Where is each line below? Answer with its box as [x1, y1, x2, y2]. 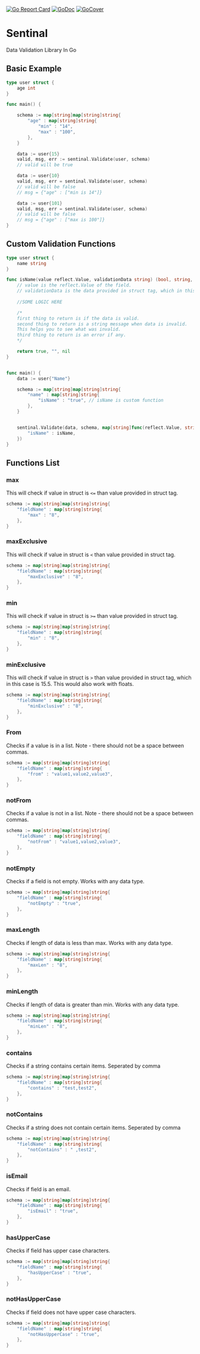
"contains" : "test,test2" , [27, 1085, 97, 1091]
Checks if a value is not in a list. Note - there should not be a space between [6, 810, 193, 817]
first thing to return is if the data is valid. [17, 315, 140, 321]
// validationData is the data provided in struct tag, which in [17, 288, 183, 294]
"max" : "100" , [37, 129, 76, 135]
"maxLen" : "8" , [27, 962, 68, 968]
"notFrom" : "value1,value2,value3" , [27, 839, 121, 845]
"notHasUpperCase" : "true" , [27, 1331, 100, 1337]
